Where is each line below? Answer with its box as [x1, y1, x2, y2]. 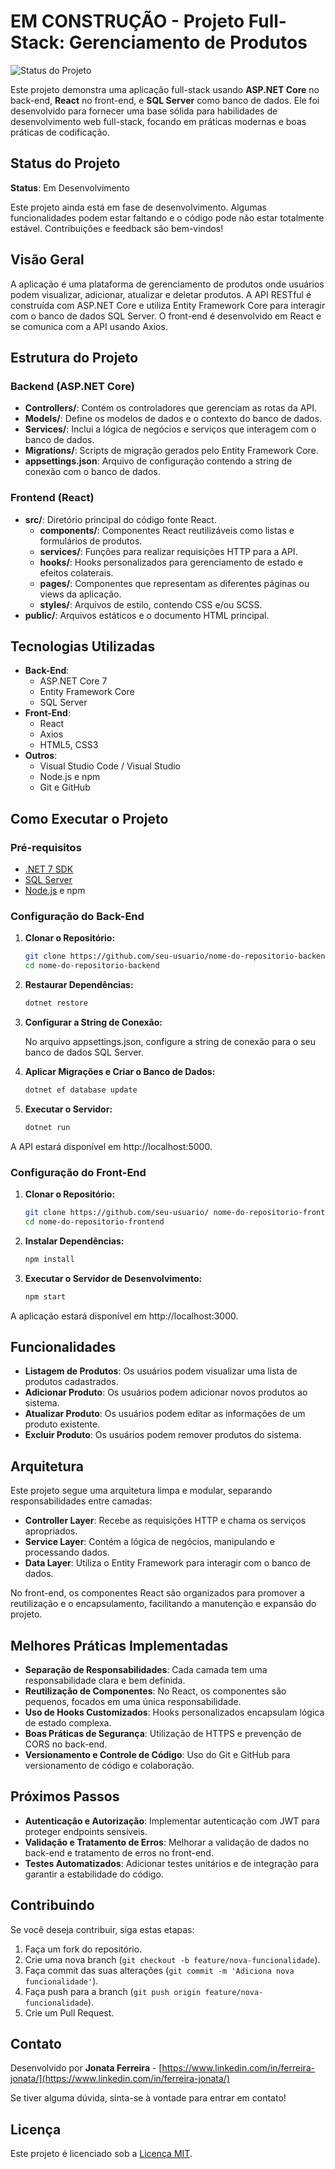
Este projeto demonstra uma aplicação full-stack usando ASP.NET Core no [10, 83, 320, 95]
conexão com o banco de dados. [24, 466, 161, 478]
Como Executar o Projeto [10, 810, 169, 827]
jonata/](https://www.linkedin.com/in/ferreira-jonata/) [10, 2073, 231, 2085]
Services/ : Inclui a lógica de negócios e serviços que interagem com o [24, 423, 317, 435]
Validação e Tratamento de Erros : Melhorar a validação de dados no [24, 1836, 310, 1848]
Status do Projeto [10, 155, 121, 172]
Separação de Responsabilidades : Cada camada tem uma [24, 1663, 268, 1675]
